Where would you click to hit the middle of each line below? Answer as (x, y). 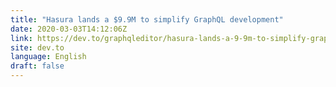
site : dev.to (37, 47)
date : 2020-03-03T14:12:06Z (69, 29)
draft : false (37, 66)
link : (21, 38)
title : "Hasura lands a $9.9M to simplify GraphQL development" (147, 19)
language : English (48, 57)
